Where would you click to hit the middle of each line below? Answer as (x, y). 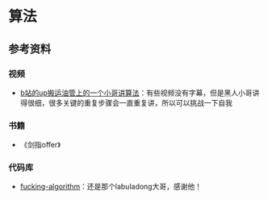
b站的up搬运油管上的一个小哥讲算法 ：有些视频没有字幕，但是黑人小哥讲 (140, 93)
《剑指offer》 (40, 145)
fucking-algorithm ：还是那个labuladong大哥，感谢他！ (111, 187)
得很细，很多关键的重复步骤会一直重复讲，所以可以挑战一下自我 (126, 102)
